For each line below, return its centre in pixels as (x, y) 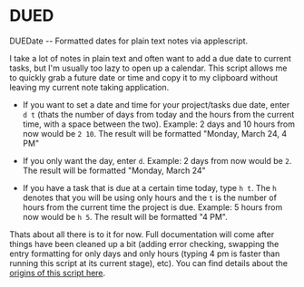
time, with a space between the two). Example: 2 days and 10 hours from (158, 124)
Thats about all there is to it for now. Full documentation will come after (142, 234)
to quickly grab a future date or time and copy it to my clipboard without (144, 77)
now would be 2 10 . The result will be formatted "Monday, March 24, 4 (155, 133)
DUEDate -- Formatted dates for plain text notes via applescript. (129, 41)
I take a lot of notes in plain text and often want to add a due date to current (151, 58)
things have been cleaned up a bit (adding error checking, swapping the (144, 244)
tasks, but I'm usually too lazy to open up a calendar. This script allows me (148, 68)
